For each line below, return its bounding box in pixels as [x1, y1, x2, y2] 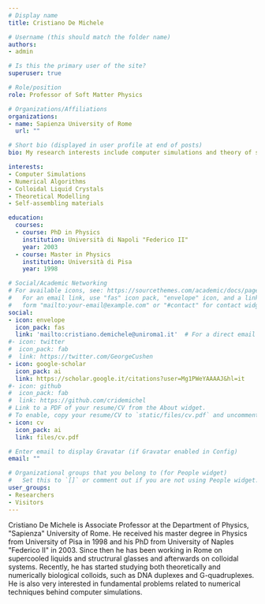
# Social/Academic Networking [8, 279, 108, 288]
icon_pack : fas [15, 323, 65, 331]
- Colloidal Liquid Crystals [8, 185, 104, 193]
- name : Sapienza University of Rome [8, 120, 132, 128]
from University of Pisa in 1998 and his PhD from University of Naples [8, 537, 234, 546]
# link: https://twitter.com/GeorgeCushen [8, 352, 154, 360]
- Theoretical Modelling [8, 192, 90, 200]
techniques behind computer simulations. [8, 587, 144, 596]
